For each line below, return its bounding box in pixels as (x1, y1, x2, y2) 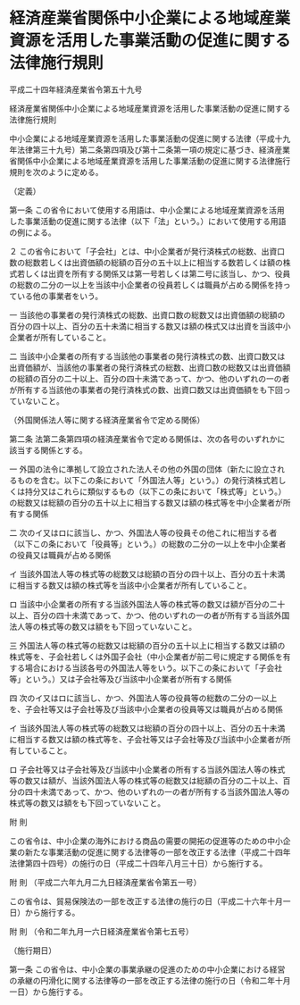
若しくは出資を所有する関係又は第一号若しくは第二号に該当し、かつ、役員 (16, 268, 291, 279)
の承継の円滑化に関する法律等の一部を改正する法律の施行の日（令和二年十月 (9, 975, 291, 985)
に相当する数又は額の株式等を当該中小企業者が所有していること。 (9, 580, 252, 590)
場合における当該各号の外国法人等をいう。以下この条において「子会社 (24, 662, 283, 673)
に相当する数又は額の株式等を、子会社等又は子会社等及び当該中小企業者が (9, 733, 283, 744)
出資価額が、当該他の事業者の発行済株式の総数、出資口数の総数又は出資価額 (9, 362, 291, 373)
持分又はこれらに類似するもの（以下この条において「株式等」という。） (24, 486, 287, 497)
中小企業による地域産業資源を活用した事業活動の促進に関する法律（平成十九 (9, 133, 291, 144)
